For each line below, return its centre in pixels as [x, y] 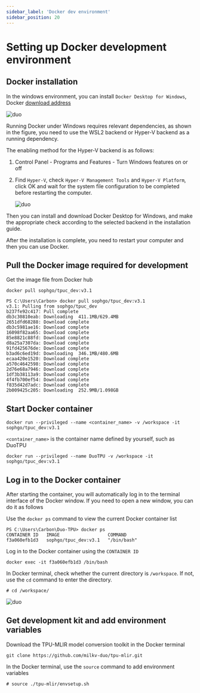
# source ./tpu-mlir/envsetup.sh [48, 684]
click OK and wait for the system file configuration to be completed [97, 186]
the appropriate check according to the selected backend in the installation [99, 222]
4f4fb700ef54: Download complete [48, 380]
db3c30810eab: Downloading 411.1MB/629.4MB [62, 317]
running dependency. [33, 138]
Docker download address [39, 103]
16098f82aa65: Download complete [48, 333]
